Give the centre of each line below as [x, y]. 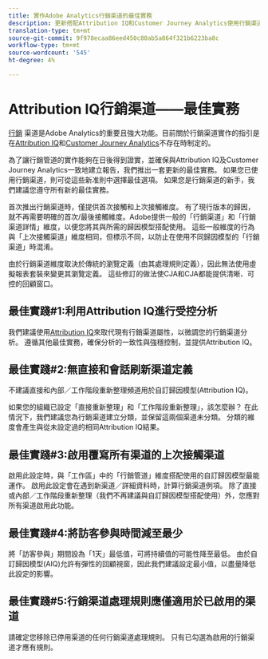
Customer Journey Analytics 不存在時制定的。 [140, 143]
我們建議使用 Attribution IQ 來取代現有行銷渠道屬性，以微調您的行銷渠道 [124, 331]
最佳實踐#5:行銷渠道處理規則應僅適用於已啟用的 [127, 601]
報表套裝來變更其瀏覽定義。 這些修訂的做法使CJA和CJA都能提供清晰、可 [135, 273]
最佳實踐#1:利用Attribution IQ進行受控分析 [113, 311]
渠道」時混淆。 [33, 246]
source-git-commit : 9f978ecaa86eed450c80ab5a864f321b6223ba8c [114, 38]
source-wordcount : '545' [49, 53]
